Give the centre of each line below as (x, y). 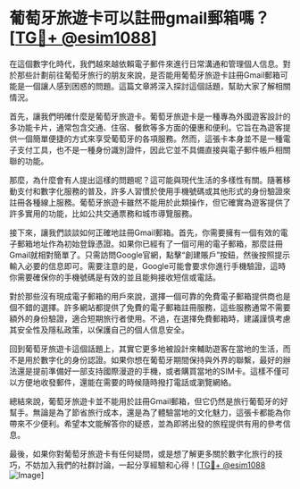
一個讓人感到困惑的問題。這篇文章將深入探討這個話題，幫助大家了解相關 (158, 86)
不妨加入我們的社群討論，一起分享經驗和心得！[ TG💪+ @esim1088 (145, 465)
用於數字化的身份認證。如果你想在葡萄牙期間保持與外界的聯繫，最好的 (154, 359)
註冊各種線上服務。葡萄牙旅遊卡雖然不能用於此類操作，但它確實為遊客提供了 (150, 202)
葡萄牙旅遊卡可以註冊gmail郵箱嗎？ (140, 18)
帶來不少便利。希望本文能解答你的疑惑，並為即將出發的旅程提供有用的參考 (146, 423)
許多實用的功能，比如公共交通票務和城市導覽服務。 (103, 213)
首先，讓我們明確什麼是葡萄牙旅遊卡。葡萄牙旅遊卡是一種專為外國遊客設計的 (150, 116)
